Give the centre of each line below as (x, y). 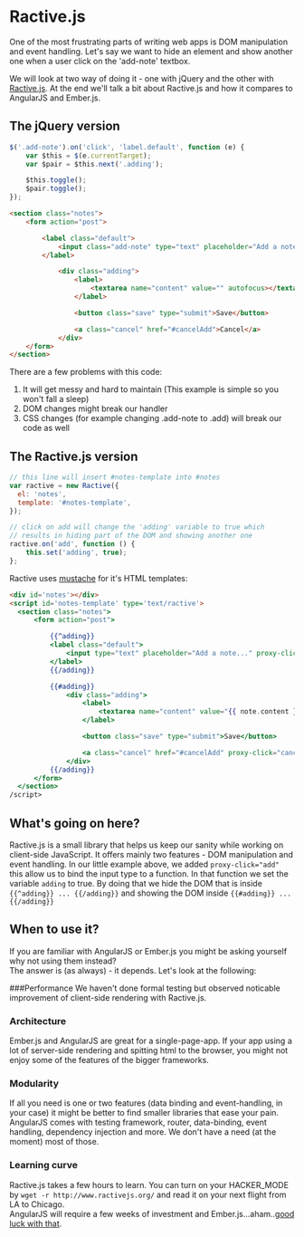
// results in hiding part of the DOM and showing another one (131, 536)
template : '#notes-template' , (74, 503)
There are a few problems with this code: (86, 372)
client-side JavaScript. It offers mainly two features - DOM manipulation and (152, 854)
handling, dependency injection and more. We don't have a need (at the (143, 1132)
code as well (46, 428)
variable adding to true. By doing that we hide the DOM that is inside (136, 883)
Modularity (34, 1084)
